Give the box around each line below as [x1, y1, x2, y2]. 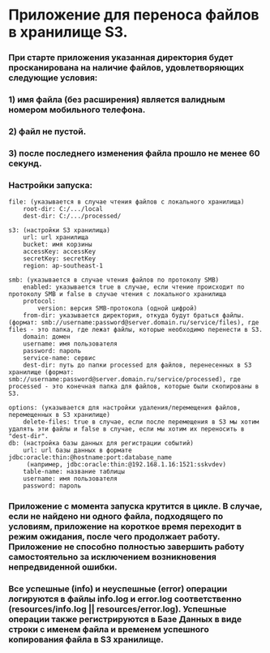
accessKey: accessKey [23, 247, 96, 256]
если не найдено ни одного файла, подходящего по [8, 511, 224, 522]
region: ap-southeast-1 [23, 262, 104, 270]
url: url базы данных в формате [23, 446, 132, 455]
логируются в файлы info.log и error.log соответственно [8, 594, 242, 605]
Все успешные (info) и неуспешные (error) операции [8, 583, 228, 595]
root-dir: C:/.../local [23, 205, 104, 213]
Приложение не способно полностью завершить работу [8, 541, 245, 552]
